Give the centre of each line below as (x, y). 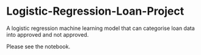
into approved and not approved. (48, 34)
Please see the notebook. (38, 46)
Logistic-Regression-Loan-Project (95, 11)
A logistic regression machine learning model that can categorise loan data (101, 28)
